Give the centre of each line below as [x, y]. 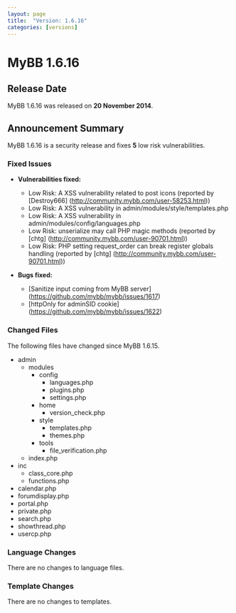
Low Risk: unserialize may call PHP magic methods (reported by [122, 231]
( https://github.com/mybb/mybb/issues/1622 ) [95, 311]
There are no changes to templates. [60, 602]
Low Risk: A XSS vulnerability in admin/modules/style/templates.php [128, 208]
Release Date [37, 89]
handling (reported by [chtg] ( [72, 254]
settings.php [68, 397]
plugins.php [67, 390]
